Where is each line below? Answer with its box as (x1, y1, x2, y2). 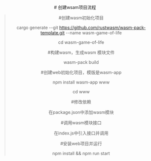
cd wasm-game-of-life (58, 39, 105, 45)
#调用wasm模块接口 (60, 120, 102, 126)
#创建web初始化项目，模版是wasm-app (40, 70, 122, 75)
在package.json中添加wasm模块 (48, 109, 114, 115)
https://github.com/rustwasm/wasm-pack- (59, 25, 146, 30)
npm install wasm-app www (52, 80, 110, 85)
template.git (40, 30, 65, 35)
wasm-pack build (63, 59, 99, 65)
